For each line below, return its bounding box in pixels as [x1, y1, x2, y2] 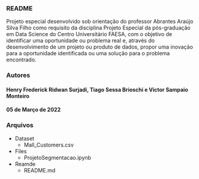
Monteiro [6, 92, 30, 100]
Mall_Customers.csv [23, 141, 74, 148]
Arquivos [6, 121, 34, 130]
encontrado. [6, 56, 37, 64]
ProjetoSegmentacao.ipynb [23, 154, 92, 161]
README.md [23, 166, 56, 174]
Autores [6, 71, 31, 79]
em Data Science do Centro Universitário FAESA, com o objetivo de [6, 31, 173, 38]
